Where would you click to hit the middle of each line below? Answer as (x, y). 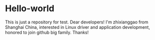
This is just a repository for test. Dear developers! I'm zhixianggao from (77, 22)
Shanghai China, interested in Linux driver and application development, (77, 27)
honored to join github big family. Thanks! (47, 32)
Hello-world (30, 9)
